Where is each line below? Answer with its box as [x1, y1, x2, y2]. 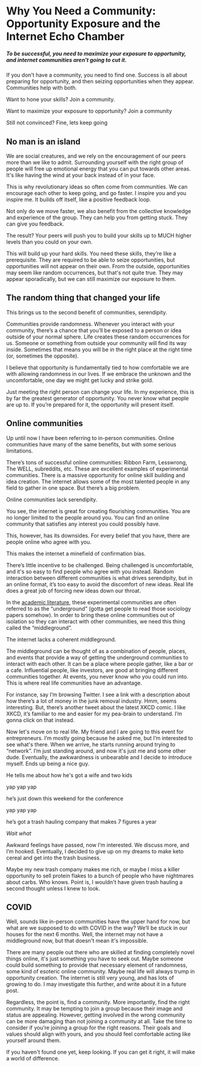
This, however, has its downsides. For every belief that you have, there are [6, 532, 190, 539]
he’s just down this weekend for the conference [6, 795, 124, 802]
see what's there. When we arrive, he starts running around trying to [6, 741, 176, 748]
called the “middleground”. [6, 624, 72, 631]
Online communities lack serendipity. [6, 496, 98, 503]
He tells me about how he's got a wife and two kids [6, 771, 133, 778]
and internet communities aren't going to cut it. [6, 56, 127, 64]
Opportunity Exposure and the [6, 17, 161, 31]
